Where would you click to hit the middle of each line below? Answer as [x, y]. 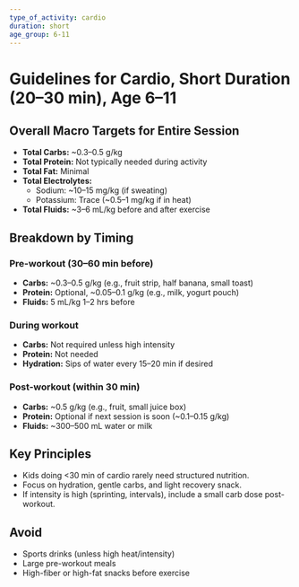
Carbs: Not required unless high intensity [98, 345]
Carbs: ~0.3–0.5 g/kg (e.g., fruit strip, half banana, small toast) [137, 283]
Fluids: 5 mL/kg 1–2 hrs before [79, 302]
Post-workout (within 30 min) [75, 387]
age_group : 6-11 [39, 34]
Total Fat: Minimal [56, 171]
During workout [44, 325]
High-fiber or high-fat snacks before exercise [106, 573]
